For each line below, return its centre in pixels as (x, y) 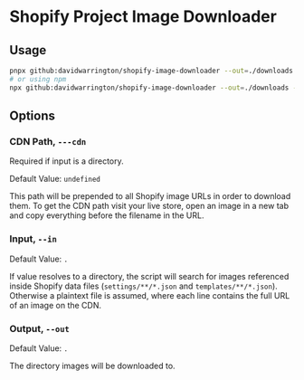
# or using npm (38, 79)
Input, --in (33, 239)
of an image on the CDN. (56, 305)
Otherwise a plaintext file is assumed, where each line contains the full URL (150, 295)
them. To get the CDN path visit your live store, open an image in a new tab (149, 206)
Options (33, 116)
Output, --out (39, 328)
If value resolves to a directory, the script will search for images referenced (149, 276)
